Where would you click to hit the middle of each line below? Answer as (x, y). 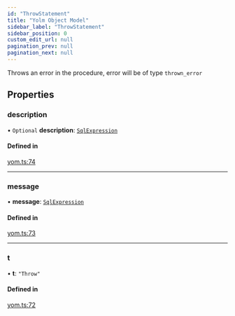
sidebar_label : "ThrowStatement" (56, 27)
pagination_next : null (40, 53)
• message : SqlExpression (45, 202)
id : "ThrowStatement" (39, 14)
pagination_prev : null (40, 46)
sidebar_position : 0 (37, 33)
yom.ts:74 (22, 161)
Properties (31, 95)
